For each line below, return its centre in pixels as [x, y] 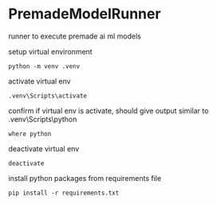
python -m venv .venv [44, 66]
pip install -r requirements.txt [64, 193]
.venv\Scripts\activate [48, 96]
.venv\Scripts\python [43, 119]
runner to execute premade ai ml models [75, 36]
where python [30, 134]
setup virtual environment [51, 51]
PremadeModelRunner [85, 14]
